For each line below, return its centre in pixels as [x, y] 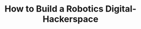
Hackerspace [70, 19]
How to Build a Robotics [54, 9]
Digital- [121, 9]
